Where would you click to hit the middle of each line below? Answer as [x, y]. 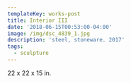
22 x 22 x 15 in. [29, 73]
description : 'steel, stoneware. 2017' [66, 40]
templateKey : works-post [44, 14]
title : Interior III [38, 20]
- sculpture [32, 53]
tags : [15, 46]
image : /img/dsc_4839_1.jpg [49, 33]
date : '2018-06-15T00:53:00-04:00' [60, 27]
